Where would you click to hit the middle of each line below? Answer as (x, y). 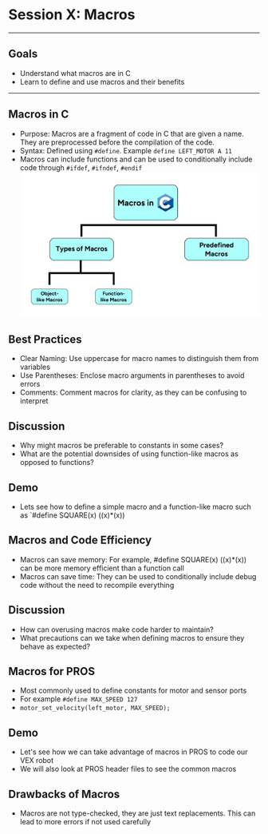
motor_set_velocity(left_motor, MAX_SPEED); (95, 709)
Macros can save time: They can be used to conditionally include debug (138, 576)
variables (35, 367)
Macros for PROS (52, 671)
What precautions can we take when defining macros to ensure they (132, 637)
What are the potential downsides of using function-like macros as (129, 454)
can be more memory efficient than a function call (102, 568)
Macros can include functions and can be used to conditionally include (136, 159)
